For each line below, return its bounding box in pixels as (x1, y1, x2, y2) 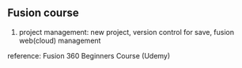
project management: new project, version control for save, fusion (18, 27, 235, 36)
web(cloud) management (18, 36, 101, 45)
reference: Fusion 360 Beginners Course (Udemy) (7, 51, 171, 60)
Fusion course (7, 6, 80, 20)
